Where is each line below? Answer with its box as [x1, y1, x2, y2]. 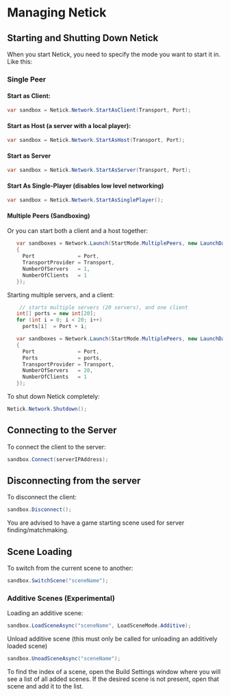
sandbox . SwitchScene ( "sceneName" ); [7, 577, 109, 584]
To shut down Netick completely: [7, 393, 101, 401]
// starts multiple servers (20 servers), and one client [19, 303, 188, 311]
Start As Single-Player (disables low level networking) [7, 182, 164, 190]
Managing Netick [7, 5, 107, 21]
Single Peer [7, 74, 47, 84]
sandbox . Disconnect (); [7, 506, 72, 513]
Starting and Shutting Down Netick [7, 32, 159, 44]
